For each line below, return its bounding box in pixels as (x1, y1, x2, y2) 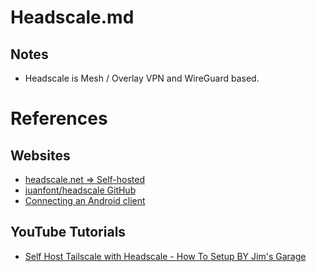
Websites (10, 147, 71, 164)
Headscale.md (10, 6, 135, 29)
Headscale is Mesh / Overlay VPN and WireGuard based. (24, 72, 260, 84)
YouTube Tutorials (10, 224, 127, 241)
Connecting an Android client (24, 195, 146, 206)
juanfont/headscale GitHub (24, 184, 137, 196)
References (10, 107, 108, 130)
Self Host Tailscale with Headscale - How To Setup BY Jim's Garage (24, 250, 307, 262)
